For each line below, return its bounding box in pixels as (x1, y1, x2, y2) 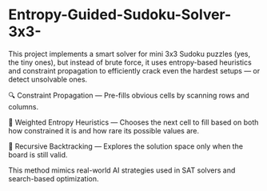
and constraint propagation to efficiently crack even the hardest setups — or (8, 66, 261, 75)
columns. (8, 101, 39, 111)
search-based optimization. (8, 173, 99, 183)
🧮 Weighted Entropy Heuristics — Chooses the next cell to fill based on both (8, 117, 259, 127)
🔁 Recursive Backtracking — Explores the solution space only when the (8, 141, 244, 151)
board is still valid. (8, 149, 68, 159)
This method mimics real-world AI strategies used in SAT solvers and (8, 165, 236, 175)
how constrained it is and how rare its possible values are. (8, 125, 200, 135)
